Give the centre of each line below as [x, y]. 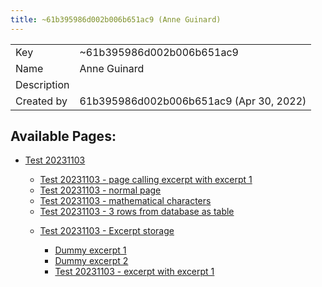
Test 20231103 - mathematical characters [125, 201]
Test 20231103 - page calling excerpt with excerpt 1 [146, 180]
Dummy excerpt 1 [90, 250]
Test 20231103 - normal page [100, 190]
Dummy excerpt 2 [91, 261]
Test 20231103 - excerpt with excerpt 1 [134, 272]
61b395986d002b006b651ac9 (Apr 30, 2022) [193, 101]
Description [42, 84]
